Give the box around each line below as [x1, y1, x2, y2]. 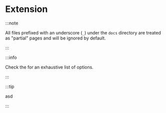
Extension [5, 3, 48, 15]
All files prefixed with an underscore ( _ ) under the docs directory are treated [5, 29, 161, 35]
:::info [5, 54, 17, 60]
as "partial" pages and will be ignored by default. [5, 35, 106, 41]
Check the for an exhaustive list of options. [5, 64, 93, 70]
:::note [5, 20, 18, 26]
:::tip [5, 83, 14, 89]
